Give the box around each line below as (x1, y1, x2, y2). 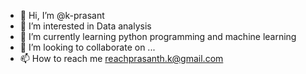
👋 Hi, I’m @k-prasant (19, 10, 105, 21)
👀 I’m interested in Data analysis (19, 20, 152, 32)
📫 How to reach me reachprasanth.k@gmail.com (19, 53, 224, 64)
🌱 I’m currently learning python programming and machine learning (19, 31, 297, 42)
